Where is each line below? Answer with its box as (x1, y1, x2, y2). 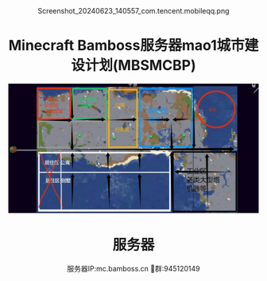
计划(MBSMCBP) (84, 57, 196, 75)
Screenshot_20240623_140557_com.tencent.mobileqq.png (37, 6, 230, 15)
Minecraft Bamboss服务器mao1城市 (8, 37, 245, 55)
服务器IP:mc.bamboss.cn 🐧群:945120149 (67, 263, 200, 273)
